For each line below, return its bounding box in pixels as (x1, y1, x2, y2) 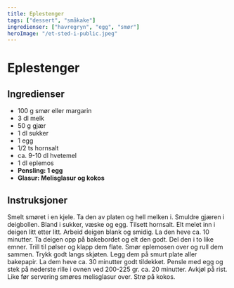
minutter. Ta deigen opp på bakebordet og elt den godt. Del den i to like (7, 235, 214, 244)
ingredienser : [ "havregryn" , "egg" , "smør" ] (7, 23, 140, 30)
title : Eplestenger (7, 10, 65, 18)
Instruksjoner (7, 194, 68, 206)
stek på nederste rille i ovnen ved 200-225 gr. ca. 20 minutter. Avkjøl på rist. (7, 265, 228, 274)
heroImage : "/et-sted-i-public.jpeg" (7, 30, 118, 37)
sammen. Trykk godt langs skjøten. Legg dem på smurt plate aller (7, 250, 197, 258)
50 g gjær (17, 122, 46, 130)
